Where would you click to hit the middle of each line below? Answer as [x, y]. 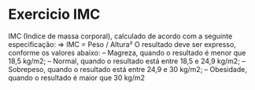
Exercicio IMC [54, 14]
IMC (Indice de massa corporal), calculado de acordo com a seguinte [120, 36]
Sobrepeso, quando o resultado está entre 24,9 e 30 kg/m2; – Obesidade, [128, 69]
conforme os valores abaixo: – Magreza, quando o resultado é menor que [127, 52]
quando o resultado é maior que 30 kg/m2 [77, 77]
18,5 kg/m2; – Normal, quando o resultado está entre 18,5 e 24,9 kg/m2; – [127, 61]
